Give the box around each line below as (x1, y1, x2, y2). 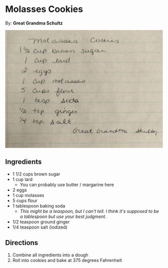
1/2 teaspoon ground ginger (12, 218, 70, 224)
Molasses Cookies (5, 3, 83, 15)
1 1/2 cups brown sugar (12, 171, 60, 177)
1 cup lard (12, 176, 33, 182)
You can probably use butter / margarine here (19, 181, 114, 187)
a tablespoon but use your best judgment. (19, 213, 106, 219)
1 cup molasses (12, 192, 44, 198)
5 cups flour (12, 197, 37, 203)
